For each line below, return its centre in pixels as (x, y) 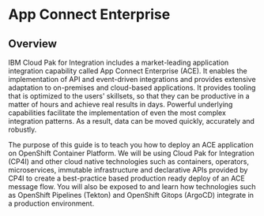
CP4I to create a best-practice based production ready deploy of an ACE (126, 178)
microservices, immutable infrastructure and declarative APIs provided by (128, 170)
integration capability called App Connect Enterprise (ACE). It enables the (128, 71)
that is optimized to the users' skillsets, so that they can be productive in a (129, 96)
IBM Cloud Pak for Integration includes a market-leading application (119, 62)
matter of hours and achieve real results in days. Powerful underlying (121, 104)
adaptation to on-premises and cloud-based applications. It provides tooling (132, 88)
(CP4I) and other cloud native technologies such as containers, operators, (129, 162)
